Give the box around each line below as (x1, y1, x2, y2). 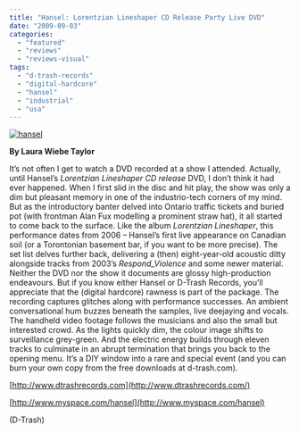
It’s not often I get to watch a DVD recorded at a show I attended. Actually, (9, 163, 281, 174)
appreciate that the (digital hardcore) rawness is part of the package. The (9, 287, 279, 297)
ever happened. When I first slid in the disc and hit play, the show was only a (9, 182, 291, 193)
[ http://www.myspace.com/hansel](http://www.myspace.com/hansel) (9, 397, 265, 408)
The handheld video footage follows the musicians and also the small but (9, 315, 278, 326)
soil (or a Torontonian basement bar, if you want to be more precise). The (9, 239, 278, 250)
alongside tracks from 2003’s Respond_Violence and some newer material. (9, 258, 284, 269)
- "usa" (17, 104, 46, 113)
